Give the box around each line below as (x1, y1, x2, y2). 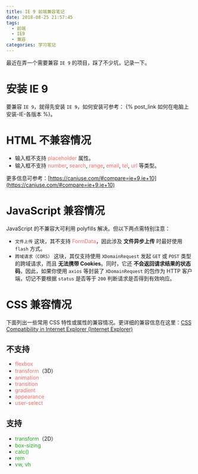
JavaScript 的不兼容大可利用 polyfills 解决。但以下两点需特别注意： (6, 225, 171, 232)
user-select (14, 399, 43, 407)
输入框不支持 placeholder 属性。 (14, 154, 94, 162)
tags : (6, 20, 20, 26)
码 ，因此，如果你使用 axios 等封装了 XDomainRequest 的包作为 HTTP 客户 (14, 267, 193, 274)
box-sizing (14, 442, 41, 449)
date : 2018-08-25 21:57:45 (6, 14, 73, 20)
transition (14, 380, 39, 388)
